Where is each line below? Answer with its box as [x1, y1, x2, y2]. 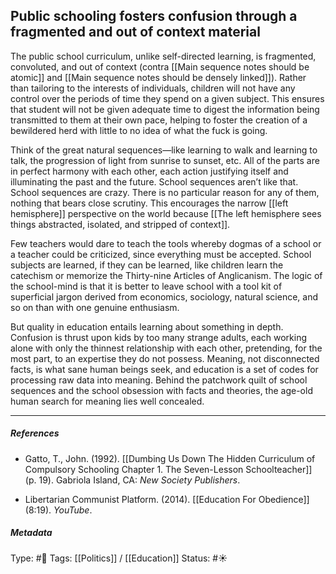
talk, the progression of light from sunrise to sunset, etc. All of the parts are [10, 154, 320, 166]
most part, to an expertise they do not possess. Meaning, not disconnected [10, 352, 320, 364]
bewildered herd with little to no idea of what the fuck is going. [10, 124, 268, 136]
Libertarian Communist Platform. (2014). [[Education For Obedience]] [24, 493, 310, 505]
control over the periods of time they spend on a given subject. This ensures [10, 92, 325, 104]
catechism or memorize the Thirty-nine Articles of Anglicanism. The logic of [10, 269, 323, 281]
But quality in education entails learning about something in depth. [10, 320, 284, 333]
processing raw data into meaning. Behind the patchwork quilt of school [10, 374, 308, 386]
